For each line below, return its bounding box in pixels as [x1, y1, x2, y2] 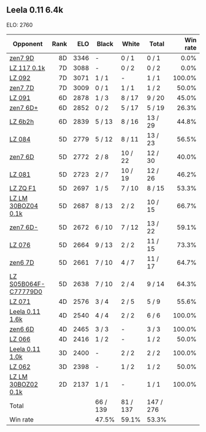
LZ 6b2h [9, 117, 34, 126]
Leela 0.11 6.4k [6, 5, 63, 15]
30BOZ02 [9, 380, 39, 388]
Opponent [12, 39, 43, 48]
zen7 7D [9, 83, 34, 92]
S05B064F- [9, 279, 45, 288]
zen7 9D [9, 53, 34, 62]
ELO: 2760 [6, 21, 33, 28]
